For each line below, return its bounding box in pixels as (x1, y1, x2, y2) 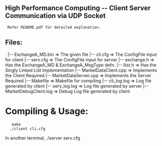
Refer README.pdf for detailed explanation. (7, 25, 101, 30)
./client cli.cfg (9, 126, 46, 131)
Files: (5, 38, 22, 47)
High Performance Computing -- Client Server (5, 4, 151, 12)
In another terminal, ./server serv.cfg (5, 135, 81, 141)
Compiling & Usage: (5, 105, 88, 117)
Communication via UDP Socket (5, 12, 106, 20)
